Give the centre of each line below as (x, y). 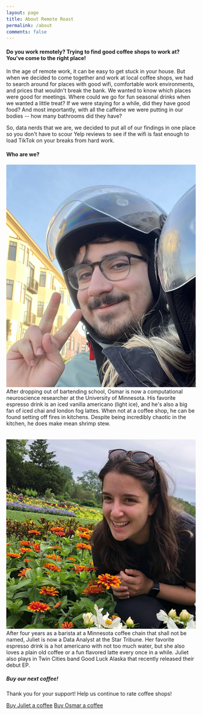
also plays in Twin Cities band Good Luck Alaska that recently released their (100, 658)
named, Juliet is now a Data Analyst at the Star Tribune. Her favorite (90, 639)
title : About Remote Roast (40, 19)
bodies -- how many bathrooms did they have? (64, 116)
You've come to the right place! (46, 58)
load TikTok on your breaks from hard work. (60, 141)
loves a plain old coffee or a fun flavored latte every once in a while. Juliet (98, 652)
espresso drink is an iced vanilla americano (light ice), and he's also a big (97, 404)
